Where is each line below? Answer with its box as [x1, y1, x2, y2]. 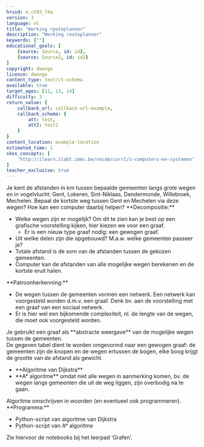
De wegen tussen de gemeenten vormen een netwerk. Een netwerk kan [15, 290, 196, 298]
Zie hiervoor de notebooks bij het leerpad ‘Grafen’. [6, 434, 133, 442]
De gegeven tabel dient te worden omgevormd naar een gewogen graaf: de [6, 342, 196, 349]
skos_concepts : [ [6, 150, 51, 157]
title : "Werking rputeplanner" [6, 26, 86, 32]
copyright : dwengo [6, 65, 53, 72]
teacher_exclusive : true [6, 167, 69, 174]
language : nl [6, 20, 40, 26]
